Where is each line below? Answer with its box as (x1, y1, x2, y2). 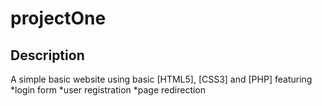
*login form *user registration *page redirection (10, 84, 207, 96)
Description (10, 47, 85, 64)
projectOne (10, 7, 107, 30)
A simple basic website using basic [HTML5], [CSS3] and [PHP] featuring (10, 73, 313, 85)
